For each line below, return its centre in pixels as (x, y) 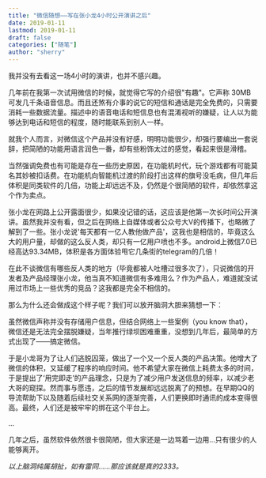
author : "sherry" (37, 52)
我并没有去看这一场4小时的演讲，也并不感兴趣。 (87, 75)
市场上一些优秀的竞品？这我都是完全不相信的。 (98, 288)
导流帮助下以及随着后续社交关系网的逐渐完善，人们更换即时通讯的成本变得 (129, 397)
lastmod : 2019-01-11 (42, 30)
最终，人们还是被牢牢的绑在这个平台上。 (88, 407)
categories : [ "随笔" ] (43, 45)
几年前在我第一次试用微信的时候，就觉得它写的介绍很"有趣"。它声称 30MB (130, 92)
